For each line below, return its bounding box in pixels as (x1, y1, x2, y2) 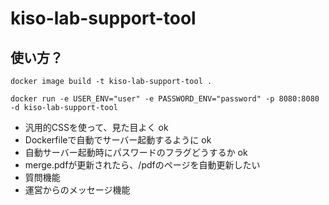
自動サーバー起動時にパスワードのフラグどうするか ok (24, 147, 248, 158)
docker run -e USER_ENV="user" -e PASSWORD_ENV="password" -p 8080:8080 (10, 94, 320, 104)
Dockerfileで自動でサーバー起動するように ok (24, 134, 212, 146)
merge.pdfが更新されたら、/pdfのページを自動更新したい (24, 159, 261, 171)
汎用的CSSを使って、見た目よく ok (24, 122, 169, 133)
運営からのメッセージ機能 (24, 184, 131, 196)
